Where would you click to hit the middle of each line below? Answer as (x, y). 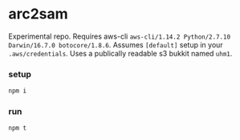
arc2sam (38, 14)
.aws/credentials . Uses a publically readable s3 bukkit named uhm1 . (120, 53)
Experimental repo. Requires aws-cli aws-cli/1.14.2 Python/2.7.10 (120, 36)
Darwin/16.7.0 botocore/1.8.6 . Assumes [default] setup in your (116, 44)
